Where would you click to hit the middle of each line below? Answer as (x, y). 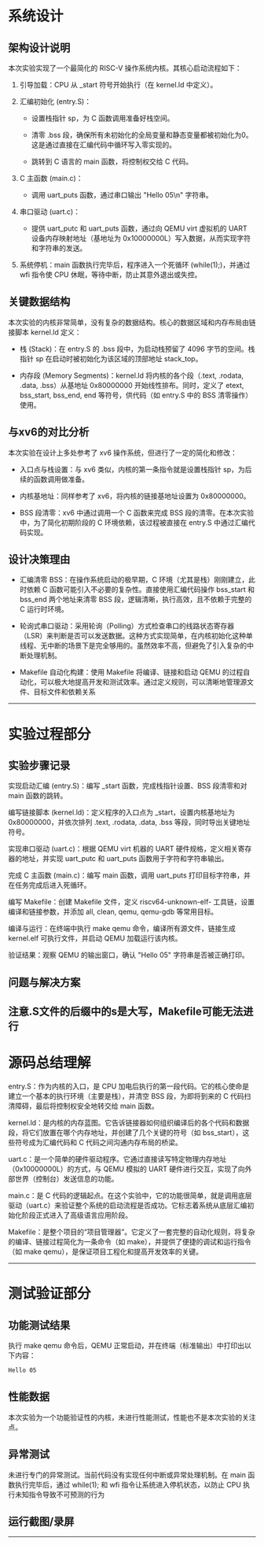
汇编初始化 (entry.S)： (55, 102)
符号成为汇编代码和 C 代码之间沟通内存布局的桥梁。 (99, 1143)
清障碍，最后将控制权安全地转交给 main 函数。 (83, 1106)
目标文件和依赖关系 (64, 692)
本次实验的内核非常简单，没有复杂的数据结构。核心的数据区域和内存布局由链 (132, 322)
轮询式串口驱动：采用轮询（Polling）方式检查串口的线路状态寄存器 (127, 626)
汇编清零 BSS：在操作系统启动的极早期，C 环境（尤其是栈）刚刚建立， (134, 580)
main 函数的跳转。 (38, 796)
